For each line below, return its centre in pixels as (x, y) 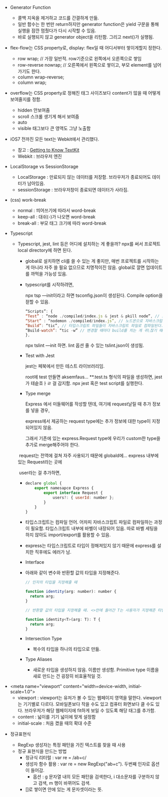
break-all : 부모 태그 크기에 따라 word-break (62, 223)
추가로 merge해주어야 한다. (52, 445)
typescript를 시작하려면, (49, 284)
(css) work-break (28, 200)
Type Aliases (39, 659)
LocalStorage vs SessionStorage (44, 167)
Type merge (38, 394)
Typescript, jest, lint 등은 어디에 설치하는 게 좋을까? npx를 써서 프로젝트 (89, 244)
